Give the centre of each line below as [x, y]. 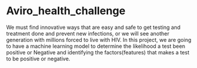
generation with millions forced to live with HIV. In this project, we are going [99, 40]
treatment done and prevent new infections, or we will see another [88, 33]
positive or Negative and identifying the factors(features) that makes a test [98, 52]
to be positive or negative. [38, 59]
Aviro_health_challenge [66, 11]
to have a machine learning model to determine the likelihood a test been [96, 46]
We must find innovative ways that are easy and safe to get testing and [93, 27]
